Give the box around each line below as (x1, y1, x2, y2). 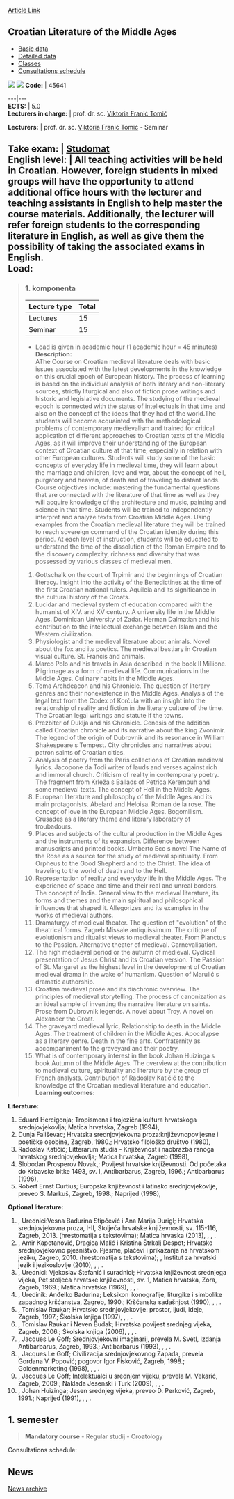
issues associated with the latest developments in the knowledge (35, 365, 222, 373)
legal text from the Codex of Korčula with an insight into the (35, 696, 206, 705)
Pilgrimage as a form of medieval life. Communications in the (35, 666, 210, 675)
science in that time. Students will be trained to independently (35, 505, 212, 514)
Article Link (8, 6, 40, 14)
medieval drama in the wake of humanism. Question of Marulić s (35, 970, 219, 978)
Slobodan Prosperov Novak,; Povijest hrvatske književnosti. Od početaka (17, 1159, 226, 1168)
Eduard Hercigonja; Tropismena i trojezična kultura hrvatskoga (17, 1115, 197, 1124)
